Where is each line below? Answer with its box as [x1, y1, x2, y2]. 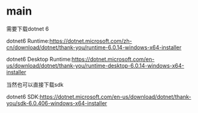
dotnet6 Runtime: [6, 37, 50, 44]
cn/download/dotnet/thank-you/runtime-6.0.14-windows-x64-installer [6, 44, 182, 51]
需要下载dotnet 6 [6, 25, 49, 32]
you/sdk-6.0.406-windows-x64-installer [6, 99, 108, 107]
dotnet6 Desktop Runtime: [6, 55, 72, 63]
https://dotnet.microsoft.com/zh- [49, 37, 132, 44]
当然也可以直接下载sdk [6, 81, 64, 88]
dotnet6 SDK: [6, 93, 40, 100]
